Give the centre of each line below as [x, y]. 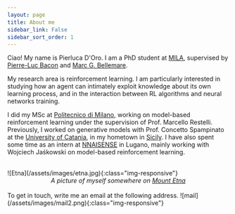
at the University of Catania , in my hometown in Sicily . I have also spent [111, 138]
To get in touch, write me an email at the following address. [93, 196]
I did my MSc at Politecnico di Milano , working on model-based [99, 115]
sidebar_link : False [38, 29]
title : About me [31, 22]
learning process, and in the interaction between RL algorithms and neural [115, 94]
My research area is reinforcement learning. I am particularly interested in [114, 79]
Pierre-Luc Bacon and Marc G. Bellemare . [68, 65]
